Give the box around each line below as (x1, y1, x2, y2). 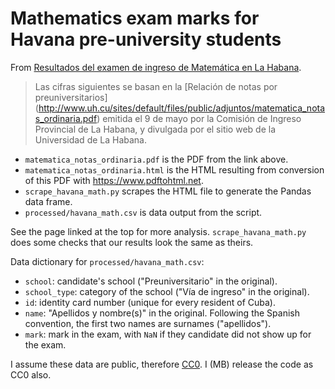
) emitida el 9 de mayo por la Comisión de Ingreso (96, 112, 302, 124)
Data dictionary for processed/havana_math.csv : (10, 255, 205, 267)
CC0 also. (10, 368, 52, 381)
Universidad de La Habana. (34, 133, 148, 146)
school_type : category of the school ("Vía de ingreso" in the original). (24, 285, 310, 297)
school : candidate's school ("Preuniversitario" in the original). (24, 275, 278, 287)
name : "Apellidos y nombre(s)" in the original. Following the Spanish (24, 307, 300, 319)
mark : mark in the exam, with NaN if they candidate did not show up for (24, 328, 312, 340)
